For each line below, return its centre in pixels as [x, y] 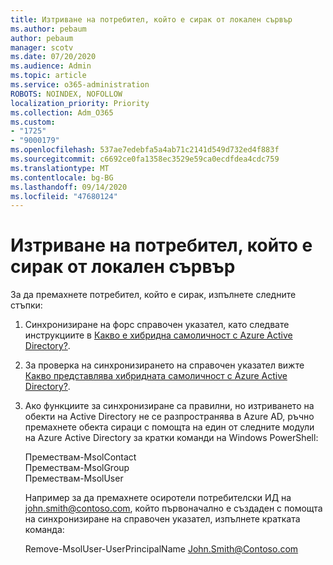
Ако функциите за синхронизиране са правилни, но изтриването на [169, 406]
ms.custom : [33, 122]
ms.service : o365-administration [80, 85]
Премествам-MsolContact [80, 457]
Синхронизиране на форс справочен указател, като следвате [157, 325]
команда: [44, 530]
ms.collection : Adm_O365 [62, 112]
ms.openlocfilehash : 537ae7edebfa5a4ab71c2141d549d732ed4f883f [145, 150]
